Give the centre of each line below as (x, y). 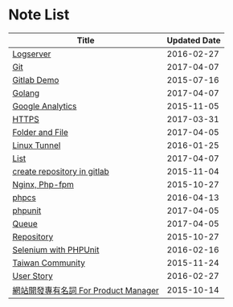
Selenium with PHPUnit (56, 249)
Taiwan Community (49, 263)
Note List (39, 15)
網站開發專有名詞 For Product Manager (86, 290)
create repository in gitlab (61, 171)
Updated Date (194, 40)
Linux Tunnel (37, 145)
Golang (26, 92)
